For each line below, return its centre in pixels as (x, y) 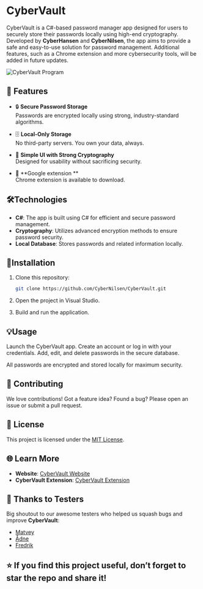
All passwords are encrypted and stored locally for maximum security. (94, 365)
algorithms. (29, 122)
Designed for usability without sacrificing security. (79, 161)
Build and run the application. (52, 313)
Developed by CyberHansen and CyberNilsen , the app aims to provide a (98, 40)
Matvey (25, 532)
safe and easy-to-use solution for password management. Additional (93, 47)
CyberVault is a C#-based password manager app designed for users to (97, 28)
